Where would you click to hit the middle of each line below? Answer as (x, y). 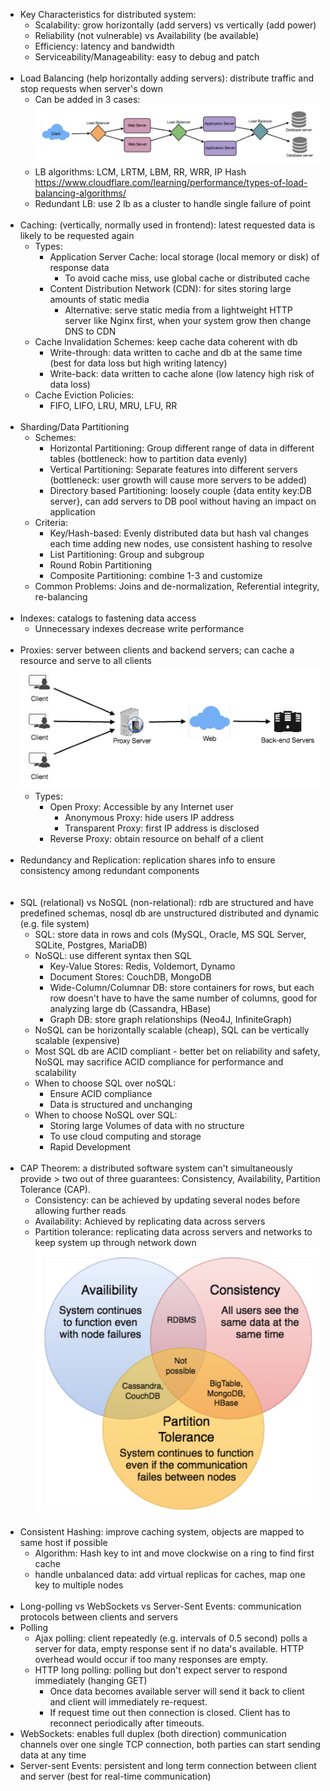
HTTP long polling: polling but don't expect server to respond (161, 1670)
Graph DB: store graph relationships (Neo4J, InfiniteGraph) (171, 1019)
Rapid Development (90, 1146)
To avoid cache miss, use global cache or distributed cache (187, 278)
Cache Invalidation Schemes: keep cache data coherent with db (166, 342)
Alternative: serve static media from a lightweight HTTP (178, 310)
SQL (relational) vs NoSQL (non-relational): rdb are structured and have (166, 902)
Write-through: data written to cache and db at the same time (176, 353)
